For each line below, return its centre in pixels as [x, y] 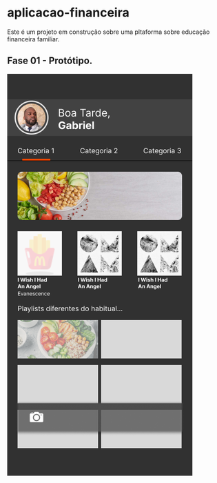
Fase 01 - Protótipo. [50, 61]
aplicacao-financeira [68, 13]
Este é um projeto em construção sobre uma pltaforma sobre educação [108, 32]
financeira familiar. [33, 39]
